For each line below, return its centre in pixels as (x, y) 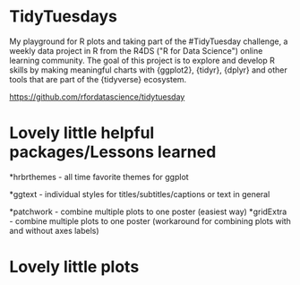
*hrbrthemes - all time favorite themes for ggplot (99, 177)
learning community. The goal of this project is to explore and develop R (142, 60)
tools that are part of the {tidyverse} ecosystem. (98, 79)
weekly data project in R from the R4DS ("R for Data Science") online (136, 50)
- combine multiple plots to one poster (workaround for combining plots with (150, 220)
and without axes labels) (55, 230)
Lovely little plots (74, 267)
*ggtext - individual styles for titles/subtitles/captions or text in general (140, 194)
